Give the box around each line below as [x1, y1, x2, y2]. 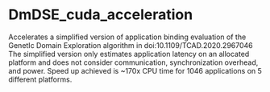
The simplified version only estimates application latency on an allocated [8, 49, 250, 58]
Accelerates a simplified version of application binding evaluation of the [8, 32, 247, 42]
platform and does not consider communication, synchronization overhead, [8, 58, 259, 67]
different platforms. [8, 74, 73, 84]
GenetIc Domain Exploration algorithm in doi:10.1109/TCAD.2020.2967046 [8, 40, 254, 50]
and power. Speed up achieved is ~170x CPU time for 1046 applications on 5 [8, 66, 262, 75]
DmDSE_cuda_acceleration [8, 6, 193, 24]
